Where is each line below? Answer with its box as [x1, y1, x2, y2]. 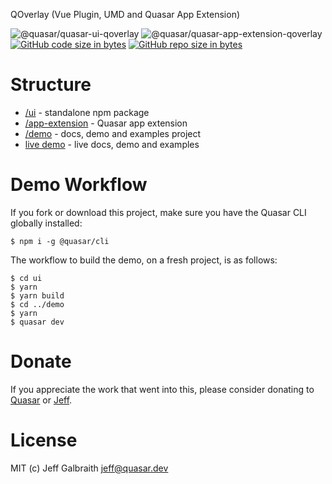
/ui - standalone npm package [24, 106, 150, 118]
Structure [10, 74, 92, 96]
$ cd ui [10, 273, 43, 283]
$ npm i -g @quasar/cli [10, 236, 110, 246]
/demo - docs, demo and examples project [24, 127, 202, 139]
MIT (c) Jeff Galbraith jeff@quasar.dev [10, 462, 169, 474]
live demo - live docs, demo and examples [24, 138, 200, 150]
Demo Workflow [10, 174, 148, 196]
